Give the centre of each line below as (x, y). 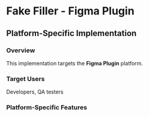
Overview (21, 50)
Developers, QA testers (35, 92)
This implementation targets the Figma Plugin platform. (74, 63)
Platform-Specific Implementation (71, 33)
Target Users (26, 79)
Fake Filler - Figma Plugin (70, 11)
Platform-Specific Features (47, 107)
